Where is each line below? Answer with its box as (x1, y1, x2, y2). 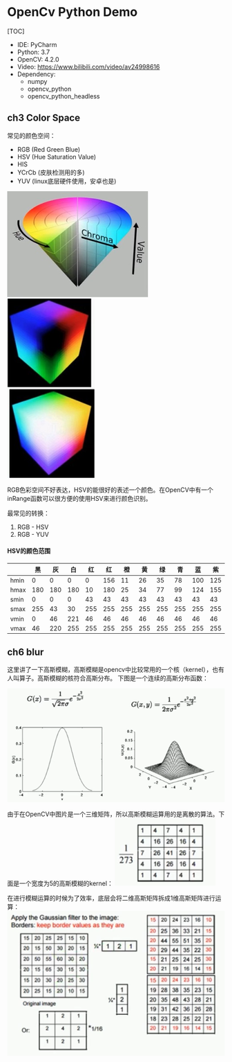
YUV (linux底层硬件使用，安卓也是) (17, 177, 117, 185)
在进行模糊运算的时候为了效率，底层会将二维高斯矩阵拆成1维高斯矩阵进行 (7, 894, 215, 903)
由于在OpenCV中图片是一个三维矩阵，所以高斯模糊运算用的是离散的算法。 (7, 810, 219, 818)
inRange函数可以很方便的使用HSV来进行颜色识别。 (7, 494, 152, 502)
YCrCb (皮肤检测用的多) (17, 168, 85, 177)
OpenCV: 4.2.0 (17, 55, 60, 63)
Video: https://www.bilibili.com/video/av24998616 (17, 62, 160, 71)
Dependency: (17, 70, 56, 78)
